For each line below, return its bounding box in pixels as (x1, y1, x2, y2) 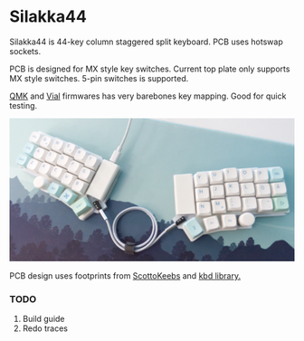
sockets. (9, 45, 42, 56)
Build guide (22, 314, 65, 325)
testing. (9, 99, 38, 110)
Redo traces (22, 323, 68, 334)
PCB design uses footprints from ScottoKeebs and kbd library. (9, 270, 242, 281)
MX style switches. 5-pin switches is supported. (9, 72, 189, 83)
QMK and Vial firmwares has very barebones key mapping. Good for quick (9, 90, 287, 101)
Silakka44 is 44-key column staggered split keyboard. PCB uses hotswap (9, 36, 283, 47)
